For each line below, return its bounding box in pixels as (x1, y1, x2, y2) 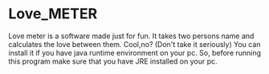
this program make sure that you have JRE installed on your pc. (8, 56, 218, 66)
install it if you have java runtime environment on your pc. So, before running (8, 48, 262, 57)
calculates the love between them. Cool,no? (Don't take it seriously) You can (8, 39, 261, 49)
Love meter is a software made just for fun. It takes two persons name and (8, 31, 255, 41)
